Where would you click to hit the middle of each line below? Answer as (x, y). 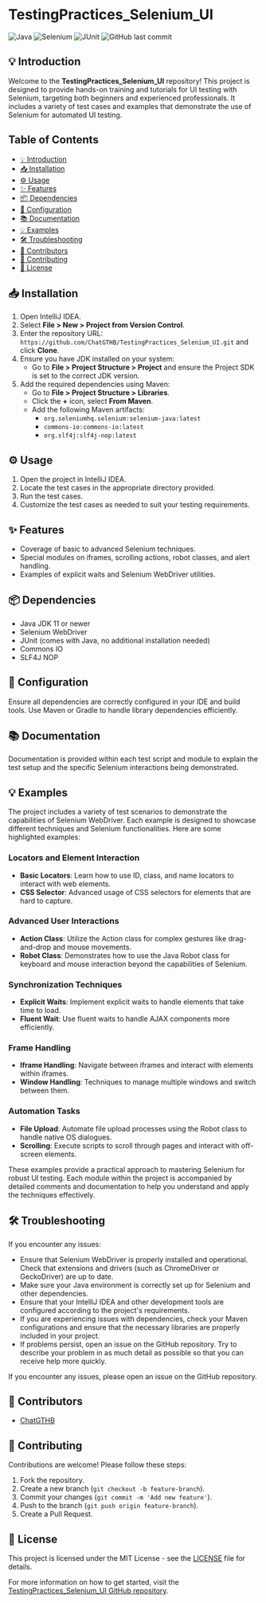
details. (20, 1566)
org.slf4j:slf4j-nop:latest (90, 436)
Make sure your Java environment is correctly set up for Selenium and (135, 1284)
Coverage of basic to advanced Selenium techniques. (108, 549)
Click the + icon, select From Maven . (92, 401)
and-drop (35, 947)
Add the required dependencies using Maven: (95, 385)
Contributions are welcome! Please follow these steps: (98, 1465)
